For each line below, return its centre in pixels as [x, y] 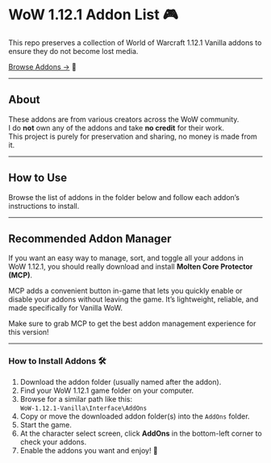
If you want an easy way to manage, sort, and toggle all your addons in [126, 258]
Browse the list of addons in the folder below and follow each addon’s [124, 197]
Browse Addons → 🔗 [42, 67]
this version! [29, 332]
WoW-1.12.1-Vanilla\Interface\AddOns [83, 408]
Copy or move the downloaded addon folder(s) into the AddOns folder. [135, 416]
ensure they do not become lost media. [73, 51]
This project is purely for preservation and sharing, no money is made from [133, 136]
